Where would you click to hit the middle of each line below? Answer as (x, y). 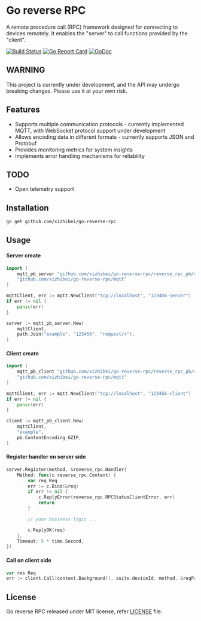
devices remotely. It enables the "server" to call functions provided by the (97, 33)
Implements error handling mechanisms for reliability (80, 156)
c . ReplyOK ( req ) (47, 530)
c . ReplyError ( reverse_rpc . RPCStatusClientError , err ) (106, 497)
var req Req (43, 480)
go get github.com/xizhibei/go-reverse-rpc (61, 222)
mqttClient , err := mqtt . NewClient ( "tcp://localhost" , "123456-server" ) (99, 296)
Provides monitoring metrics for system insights (74, 150)
